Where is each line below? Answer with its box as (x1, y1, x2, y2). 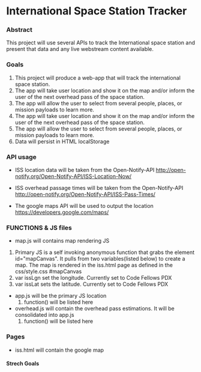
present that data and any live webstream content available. (6, 46, 154, 53)
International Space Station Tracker (6, 4, 187, 18)
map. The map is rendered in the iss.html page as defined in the (14, 262, 173, 269)
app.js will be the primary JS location (14, 292, 107, 300)
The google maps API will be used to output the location (14, 202, 154, 210)
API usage (6, 153, 37, 161)
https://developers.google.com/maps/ (14, 208, 109, 216)
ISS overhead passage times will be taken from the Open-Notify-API (14, 185, 184, 192)
